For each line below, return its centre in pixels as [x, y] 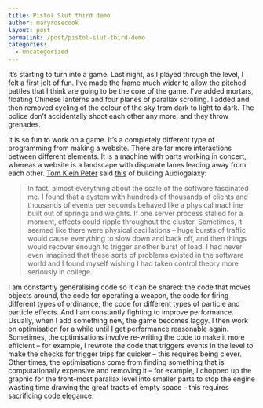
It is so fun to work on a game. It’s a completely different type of [111, 140]
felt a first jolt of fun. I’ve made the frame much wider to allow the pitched [127, 83]
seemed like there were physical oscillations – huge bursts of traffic [136, 230]
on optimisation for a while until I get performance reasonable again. [119, 329]
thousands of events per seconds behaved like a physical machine [135, 205]
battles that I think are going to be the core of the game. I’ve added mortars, [131, 91]
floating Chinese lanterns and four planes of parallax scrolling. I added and [129, 99]
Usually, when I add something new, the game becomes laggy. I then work [128, 320]
